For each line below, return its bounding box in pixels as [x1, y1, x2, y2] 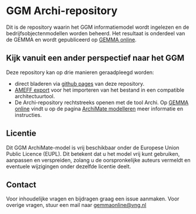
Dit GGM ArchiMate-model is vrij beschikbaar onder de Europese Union [6, 144, 180, 151]
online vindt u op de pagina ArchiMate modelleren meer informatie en [14, 105, 184, 112]
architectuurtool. [14, 92, 55, 99]
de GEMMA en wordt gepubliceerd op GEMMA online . [6, 36, 137, 43]
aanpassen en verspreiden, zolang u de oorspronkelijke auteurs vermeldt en [6, 156, 191, 163]
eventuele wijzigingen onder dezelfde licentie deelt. [6, 163, 131, 170]
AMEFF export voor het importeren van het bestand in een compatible [14, 86, 184, 93]
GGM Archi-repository [6, 4, 118, 18]
